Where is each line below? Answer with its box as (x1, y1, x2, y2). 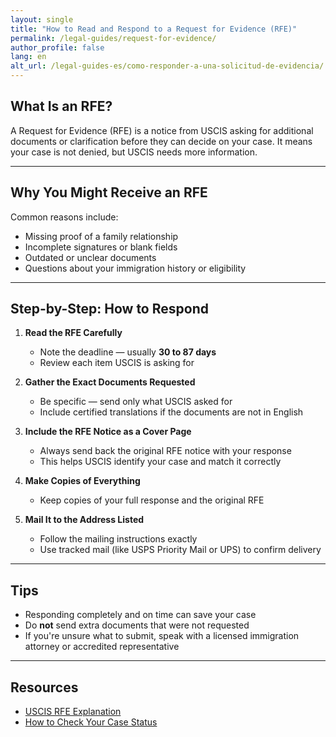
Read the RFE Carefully (24, 327, 123, 339)
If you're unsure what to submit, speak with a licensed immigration (24, 630, 300, 642)
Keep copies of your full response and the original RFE (39, 494, 265, 506)
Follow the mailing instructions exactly (39, 533, 198, 545)
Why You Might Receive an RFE (10, 184, 208, 201)
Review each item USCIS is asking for (39, 357, 195, 369)
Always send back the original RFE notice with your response (39, 445, 292, 457)
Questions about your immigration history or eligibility (24, 262, 247, 274)
